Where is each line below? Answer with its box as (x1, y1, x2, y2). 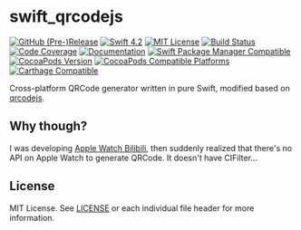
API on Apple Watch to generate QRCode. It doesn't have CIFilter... (9, 152, 258, 163)
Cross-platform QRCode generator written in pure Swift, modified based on (9, 82, 290, 93)
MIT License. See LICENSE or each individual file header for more (9, 202, 255, 214)
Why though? (9, 119, 88, 134)
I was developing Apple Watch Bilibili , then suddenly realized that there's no (9, 142, 293, 153)
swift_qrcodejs (9, 6, 124, 27)
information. (9, 212, 55, 223)
